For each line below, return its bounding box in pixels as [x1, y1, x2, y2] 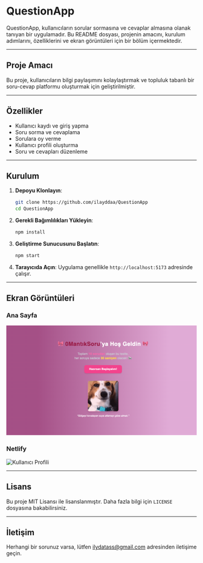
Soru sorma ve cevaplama [14, 128, 80, 135]
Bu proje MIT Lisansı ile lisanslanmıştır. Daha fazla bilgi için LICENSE [6, 498, 173, 505]
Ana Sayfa [6, 311, 37, 320]
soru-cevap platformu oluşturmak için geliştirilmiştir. [6, 83, 136, 90]
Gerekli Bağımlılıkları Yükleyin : [14, 216, 94, 224]
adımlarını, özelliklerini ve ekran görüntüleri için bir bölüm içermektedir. [6, 37, 182, 44]
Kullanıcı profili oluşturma [14, 141, 79, 149]
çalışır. [14, 270, 31, 277]
